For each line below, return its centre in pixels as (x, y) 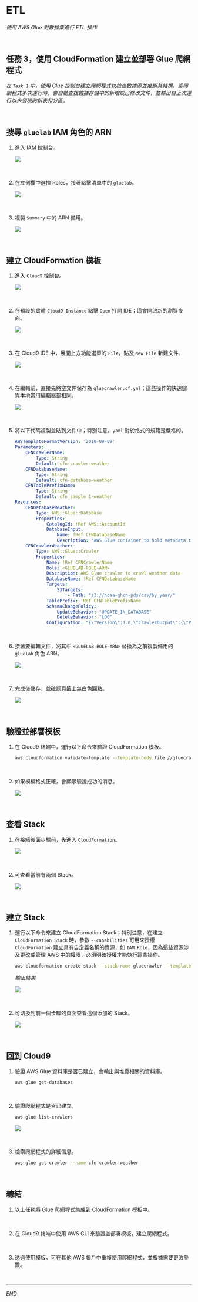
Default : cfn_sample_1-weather (74, 497)
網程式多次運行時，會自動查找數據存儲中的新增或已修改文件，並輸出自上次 (96, 93)
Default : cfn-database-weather (74, 480)
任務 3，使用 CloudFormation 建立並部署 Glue (90, 59)
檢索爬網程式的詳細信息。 (46, 1152)
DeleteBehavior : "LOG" (85, 617)
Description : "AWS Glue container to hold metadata (121, 540)
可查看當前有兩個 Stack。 (45, 874)
